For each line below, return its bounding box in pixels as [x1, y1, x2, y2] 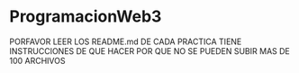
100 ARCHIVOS [9, 55, 66, 66]
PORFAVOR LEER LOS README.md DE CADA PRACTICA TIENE [9, 36, 242, 47]
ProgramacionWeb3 [9, 6, 162, 27]
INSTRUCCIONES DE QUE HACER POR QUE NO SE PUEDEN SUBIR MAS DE [9, 45, 290, 56]
